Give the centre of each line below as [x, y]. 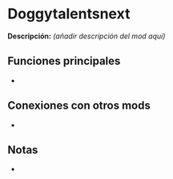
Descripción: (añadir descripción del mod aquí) [86, 36]
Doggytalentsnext [69, 14]
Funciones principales [64, 61]
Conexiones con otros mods [79, 106]
